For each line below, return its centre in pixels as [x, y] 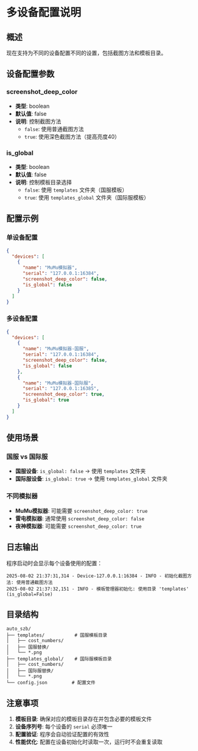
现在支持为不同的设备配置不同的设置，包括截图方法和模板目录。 [86, 53]
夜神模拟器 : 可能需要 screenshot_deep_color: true [78, 526]
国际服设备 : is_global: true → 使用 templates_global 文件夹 [91, 479]
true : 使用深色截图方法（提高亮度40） [72, 136]
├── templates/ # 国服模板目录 [57, 635]
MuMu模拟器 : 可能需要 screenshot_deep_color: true [81, 510]
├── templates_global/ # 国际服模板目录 [59, 659]
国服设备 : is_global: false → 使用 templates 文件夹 [80, 471]
